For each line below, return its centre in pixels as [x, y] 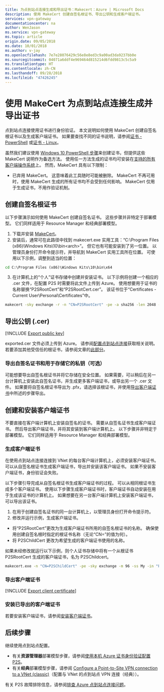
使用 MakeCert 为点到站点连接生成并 [79, 103]
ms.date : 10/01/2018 [26, 46]
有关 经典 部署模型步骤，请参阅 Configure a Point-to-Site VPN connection [85, 668]
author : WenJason [23, 28]
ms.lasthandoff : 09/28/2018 [34, 73]
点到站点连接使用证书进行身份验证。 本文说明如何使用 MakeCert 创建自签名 [81, 130]
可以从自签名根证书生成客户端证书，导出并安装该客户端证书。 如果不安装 [78, 467]
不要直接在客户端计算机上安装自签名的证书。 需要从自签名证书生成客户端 [78, 423]
